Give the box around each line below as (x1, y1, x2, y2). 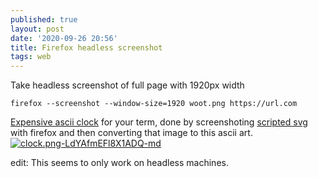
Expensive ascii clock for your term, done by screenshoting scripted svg (10, 116, 308, 128)
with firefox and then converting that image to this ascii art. (10, 127, 253, 139)
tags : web (10, 52, 52, 62)
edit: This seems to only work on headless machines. (10, 157, 229, 169)
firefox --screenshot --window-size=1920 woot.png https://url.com (10, 99, 298, 109)
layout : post (10, 24, 65, 34)
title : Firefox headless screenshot (10, 42, 163, 53)
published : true (10, 14, 78, 25)
